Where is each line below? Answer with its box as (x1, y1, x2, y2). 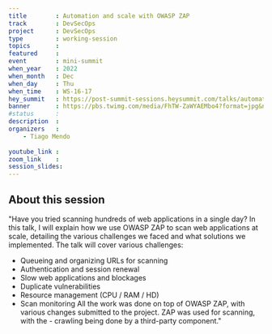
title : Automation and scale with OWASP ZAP (8, 11, 190, 20)
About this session (8, 192, 105, 207)
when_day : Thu (8, 79, 74, 88)
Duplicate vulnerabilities (19, 281, 101, 291)
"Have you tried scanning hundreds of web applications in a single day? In (8, 214, 257, 224)
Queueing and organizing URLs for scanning (19, 255, 168, 265)
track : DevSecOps (8, 19, 96, 28)
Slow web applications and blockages (19, 272, 147, 282)
